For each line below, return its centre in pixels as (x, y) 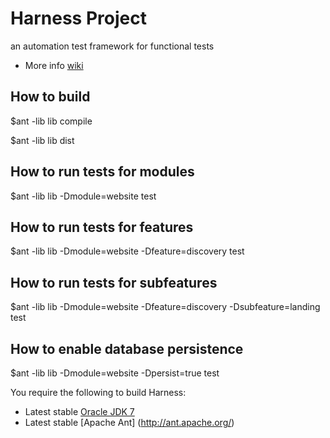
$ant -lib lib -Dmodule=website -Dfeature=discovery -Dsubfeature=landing (165, 307)
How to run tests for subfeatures (114, 282)
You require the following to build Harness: (98, 392)
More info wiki (54, 65)
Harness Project (78, 18)
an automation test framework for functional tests (112, 46)
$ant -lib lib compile (51, 121)
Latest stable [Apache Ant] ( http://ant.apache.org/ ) (129, 422)
